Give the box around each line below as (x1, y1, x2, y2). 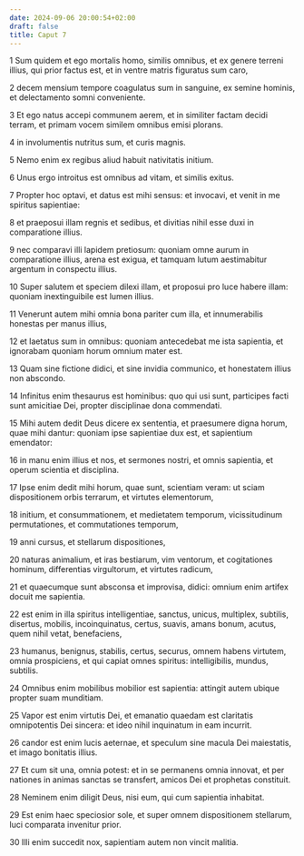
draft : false (9, 22, 59, 31)
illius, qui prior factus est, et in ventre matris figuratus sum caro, (9, 65, 249, 76)
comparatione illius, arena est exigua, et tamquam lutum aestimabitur (9, 254, 268, 265)
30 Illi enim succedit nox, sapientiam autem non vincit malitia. (9, 837, 239, 848)
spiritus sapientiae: (9, 199, 81, 210)
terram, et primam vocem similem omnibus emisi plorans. (9, 119, 224, 130)
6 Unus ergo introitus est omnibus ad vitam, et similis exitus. (9, 172, 234, 183)
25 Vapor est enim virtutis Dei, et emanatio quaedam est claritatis (9, 710, 254, 721)
